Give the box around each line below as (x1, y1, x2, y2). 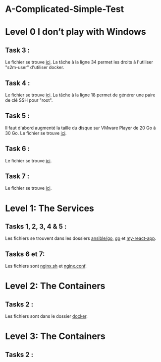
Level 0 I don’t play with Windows (5, 26, 146, 38)
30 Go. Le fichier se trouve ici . (5, 130, 67, 136)
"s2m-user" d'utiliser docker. (5, 65, 64, 71)
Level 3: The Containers (5, 331, 106, 342)
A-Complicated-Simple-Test (5, 3, 124, 15)
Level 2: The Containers (5, 281, 106, 291)
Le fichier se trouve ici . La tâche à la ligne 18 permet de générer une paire (5, 92, 156, 98)
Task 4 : (5, 78, 30, 87)
